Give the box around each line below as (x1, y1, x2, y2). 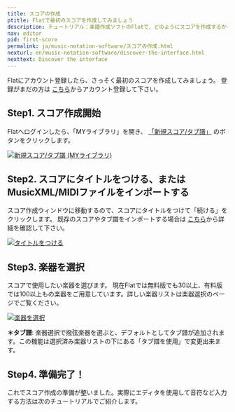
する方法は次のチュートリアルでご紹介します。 (7, 397, 142, 405)
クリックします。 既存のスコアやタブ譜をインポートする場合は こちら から (7, 215, 219, 224)
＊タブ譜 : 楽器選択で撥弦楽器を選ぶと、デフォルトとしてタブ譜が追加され (7, 329, 219, 337)
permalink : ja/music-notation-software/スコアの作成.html (7, 43, 173, 50)
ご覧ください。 (19, 298, 63, 307)
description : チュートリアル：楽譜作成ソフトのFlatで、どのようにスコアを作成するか (7, 23, 227, 30)
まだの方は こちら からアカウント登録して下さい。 (19, 85, 162, 93)
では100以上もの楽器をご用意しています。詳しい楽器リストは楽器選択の (7, 290, 213, 298)
